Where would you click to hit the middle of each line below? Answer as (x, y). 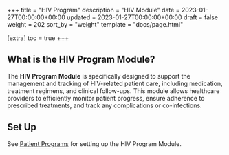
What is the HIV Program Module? (81, 60)
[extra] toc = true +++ (38, 38)
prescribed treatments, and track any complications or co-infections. (105, 105)
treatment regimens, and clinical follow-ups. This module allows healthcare (113, 91)
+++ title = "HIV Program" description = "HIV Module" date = (94, 10)
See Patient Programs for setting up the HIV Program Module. (95, 143)
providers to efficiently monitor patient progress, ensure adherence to (106, 98)
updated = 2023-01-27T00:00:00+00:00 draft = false (142, 17)
